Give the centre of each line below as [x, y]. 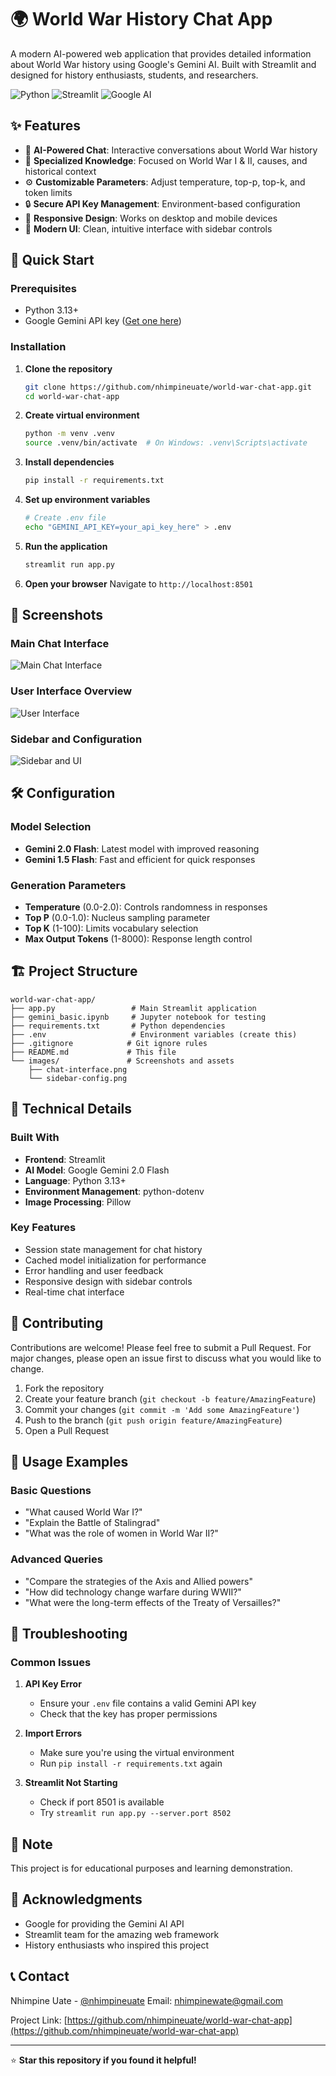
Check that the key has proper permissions [128, 1714]
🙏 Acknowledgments [76, 1899]
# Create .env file [65, 518]
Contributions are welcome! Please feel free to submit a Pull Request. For [161, 1347]
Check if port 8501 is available [102, 1802]
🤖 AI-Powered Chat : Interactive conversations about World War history [171, 150]
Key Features [43, 1228]
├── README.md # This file [93, 1052]
